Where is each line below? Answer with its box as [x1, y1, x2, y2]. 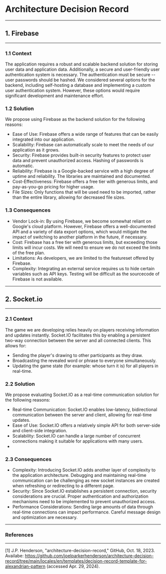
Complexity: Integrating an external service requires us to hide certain [12, 265, 155, 271]
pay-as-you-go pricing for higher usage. [12, 184, 95, 190]
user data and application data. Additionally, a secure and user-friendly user [5, 66, 160, 72]
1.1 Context [5, 50, 32, 57]
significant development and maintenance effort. [5, 93, 104, 99]
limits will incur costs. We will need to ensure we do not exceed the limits [12, 244, 161, 250]
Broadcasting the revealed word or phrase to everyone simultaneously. [12, 357, 157, 363]
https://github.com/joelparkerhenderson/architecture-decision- [24, 553, 154, 559]
